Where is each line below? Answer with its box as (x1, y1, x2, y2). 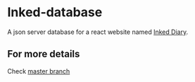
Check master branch (7, 66, 70, 75)
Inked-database (7, 4, 103, 20)
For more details (7, 48, 80, 60)
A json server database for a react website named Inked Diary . (7, 28, 189, 36)
